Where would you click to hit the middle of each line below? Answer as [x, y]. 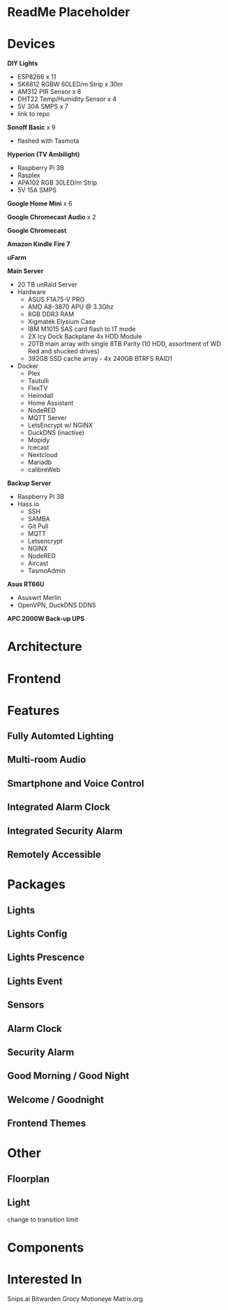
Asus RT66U [26, 584]
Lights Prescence [46, 958]
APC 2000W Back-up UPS [46, 619]
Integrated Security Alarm [65, 831]
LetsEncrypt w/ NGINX [60, 425]
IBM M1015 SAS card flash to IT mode [82, 329]
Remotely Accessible [54, 855]
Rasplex [29, 176]
